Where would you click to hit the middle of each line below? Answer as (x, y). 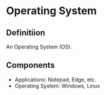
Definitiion (26, 33)
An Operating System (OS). (39, 47)
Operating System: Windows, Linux (57, 86)
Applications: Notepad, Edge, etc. (55, 79)
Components (30, 65)
